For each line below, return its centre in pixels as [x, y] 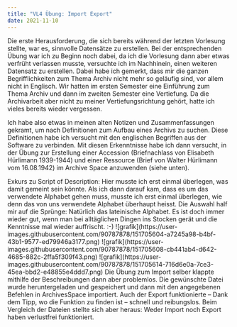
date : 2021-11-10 [33, 21]
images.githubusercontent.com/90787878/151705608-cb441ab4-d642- [112, 249]
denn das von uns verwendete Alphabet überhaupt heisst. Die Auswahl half [117, 204]
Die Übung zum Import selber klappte [159, 272]
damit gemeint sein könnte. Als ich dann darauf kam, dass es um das [108, 189]
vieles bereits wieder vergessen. [55, 109]
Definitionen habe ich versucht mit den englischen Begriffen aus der [107, 137]
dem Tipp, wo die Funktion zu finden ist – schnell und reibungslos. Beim [112, 301]
